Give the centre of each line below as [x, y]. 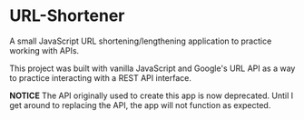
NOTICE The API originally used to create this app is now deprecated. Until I [152, 95]
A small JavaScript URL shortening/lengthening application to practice [141, 41]
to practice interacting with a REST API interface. [101, 77]
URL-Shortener [67, 16]
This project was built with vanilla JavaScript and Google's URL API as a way [152, 68]
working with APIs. [44, 50]
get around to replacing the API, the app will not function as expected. [140, 105]
